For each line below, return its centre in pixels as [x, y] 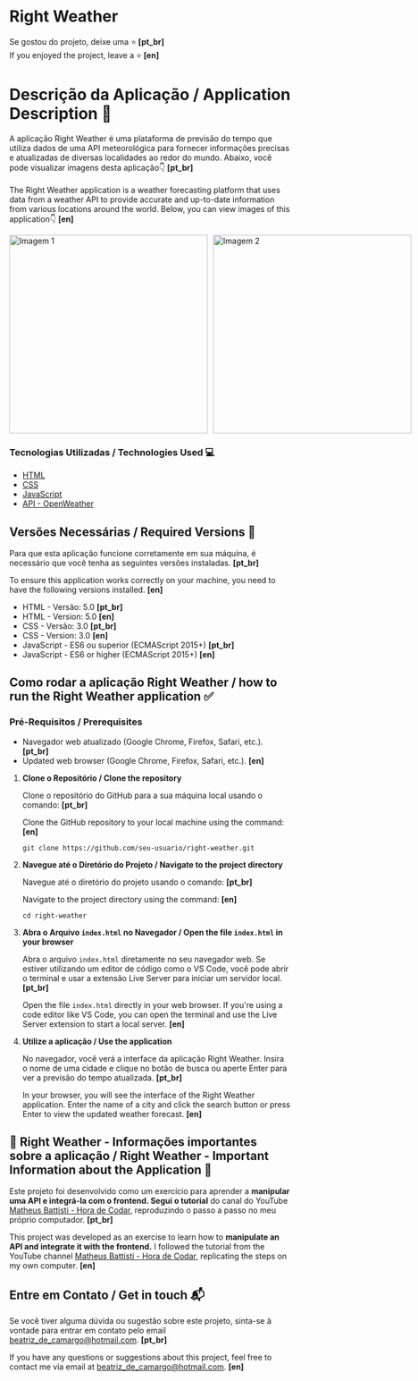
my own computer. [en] [52, 1266]
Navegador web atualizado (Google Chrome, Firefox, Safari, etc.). [142, 741]
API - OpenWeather [58, 504]
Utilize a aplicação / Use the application [97, 1041]
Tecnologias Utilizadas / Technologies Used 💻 [112, 452]
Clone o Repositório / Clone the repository [102, 778]
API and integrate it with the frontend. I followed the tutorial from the [137, 1247]
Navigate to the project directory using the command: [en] [130, 899]
